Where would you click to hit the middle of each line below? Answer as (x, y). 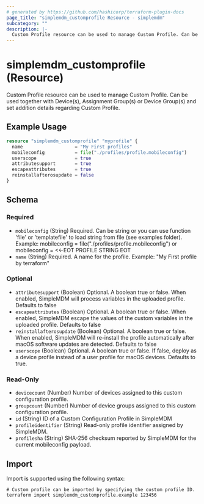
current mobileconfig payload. (53, 445)
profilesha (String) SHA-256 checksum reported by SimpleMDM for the (106, 438)
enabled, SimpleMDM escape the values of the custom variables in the (104, 318)
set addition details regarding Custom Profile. (63, 108)
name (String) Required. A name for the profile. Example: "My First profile (106, 257)
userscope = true (52, 158)
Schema (22, 200)
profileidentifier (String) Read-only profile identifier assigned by (99, 425)
